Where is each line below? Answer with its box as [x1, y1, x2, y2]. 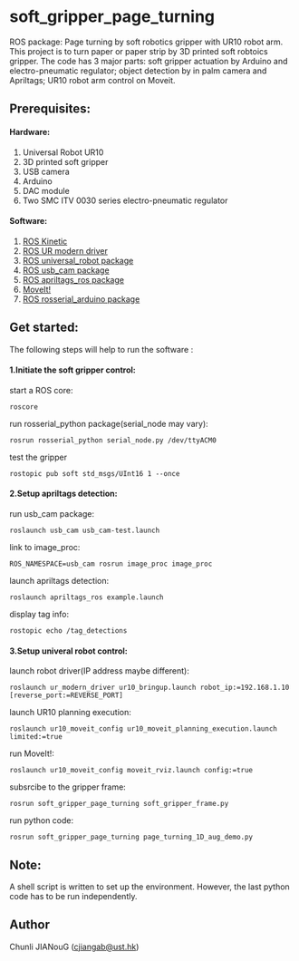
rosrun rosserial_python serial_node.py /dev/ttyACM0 [9, 435, 217, 445]
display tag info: [9, 608, 70, 619]
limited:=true [9, 733, 63, 742]
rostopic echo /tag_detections [9, 626, 128, 636]
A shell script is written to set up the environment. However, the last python [9, 881, 290, 892]
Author [9, 917, 50, 933]
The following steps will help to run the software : [9, 344, 194, 354]
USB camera [22, 166, 70, 177]
